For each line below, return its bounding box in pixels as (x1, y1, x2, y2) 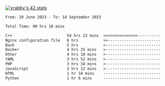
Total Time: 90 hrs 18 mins (5, 23, 65, 29)
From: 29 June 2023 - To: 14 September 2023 (5, 15, 101, 20)
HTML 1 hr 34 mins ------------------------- (5, 71, 160, 76)
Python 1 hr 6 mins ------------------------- (5, 75, 160, 81)
